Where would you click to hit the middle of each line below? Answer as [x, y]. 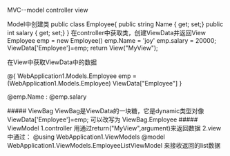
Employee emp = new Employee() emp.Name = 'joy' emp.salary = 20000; [112, 40]
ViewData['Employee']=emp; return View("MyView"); [83, 48]
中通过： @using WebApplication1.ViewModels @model [86, 137]
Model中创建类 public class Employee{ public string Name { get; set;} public [115, 24]
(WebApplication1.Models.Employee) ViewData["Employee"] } [95, 83]
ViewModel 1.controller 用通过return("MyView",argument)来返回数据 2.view [114, 128]
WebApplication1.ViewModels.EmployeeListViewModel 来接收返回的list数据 [114, 145]
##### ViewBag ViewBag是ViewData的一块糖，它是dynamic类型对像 [106, 111]
